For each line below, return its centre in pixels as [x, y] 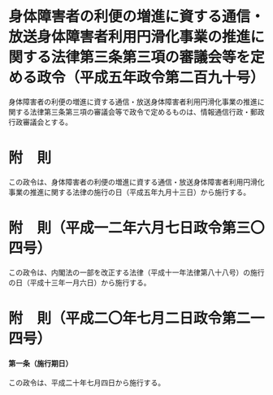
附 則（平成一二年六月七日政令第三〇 [137, 228]
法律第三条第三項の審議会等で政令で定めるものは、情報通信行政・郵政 [147, 111]
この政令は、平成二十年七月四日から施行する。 [87, 383]
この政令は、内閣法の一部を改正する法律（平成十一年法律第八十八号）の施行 [136, 272]
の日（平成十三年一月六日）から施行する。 [80, 282]
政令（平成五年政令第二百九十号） [151, 78]
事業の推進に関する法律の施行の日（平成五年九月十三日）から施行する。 [129, 192]
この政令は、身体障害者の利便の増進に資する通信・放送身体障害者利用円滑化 [136, 182]
